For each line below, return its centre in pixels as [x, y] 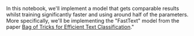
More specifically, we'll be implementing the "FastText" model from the [93, 21]
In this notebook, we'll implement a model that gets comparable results [93, 8]
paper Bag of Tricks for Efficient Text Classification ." [70, 27]
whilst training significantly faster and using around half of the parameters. [97, 15]
